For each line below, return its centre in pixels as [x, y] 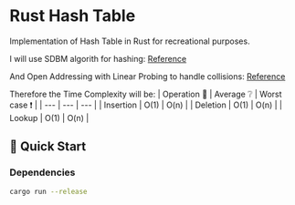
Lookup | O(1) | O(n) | [49, 118]
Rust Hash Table [73, 16]
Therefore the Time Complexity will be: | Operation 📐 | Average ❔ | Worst [146, 94]
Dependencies [42, 172]
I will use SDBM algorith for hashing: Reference [98, 58]
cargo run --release [49, 191]
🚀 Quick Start [48, 147]
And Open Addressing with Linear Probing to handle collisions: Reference [147, 76]
